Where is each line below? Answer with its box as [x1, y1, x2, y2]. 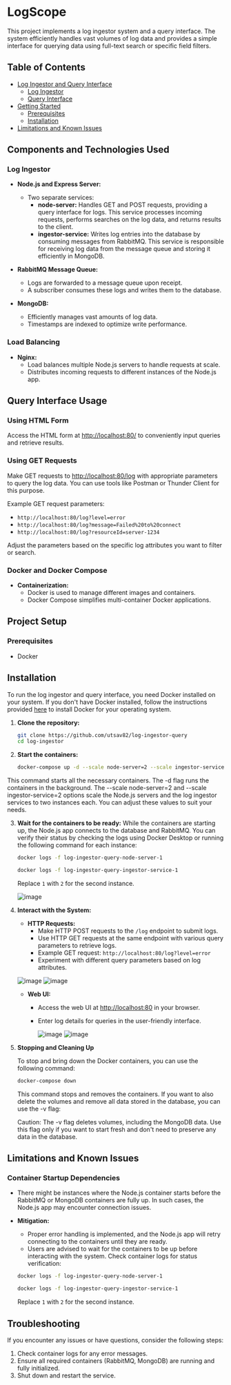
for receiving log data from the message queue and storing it [37, 245, 211, 253]
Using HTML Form [7, 416, 69, 425]
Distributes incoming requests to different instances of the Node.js [27, 367, 217, 376]
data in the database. [17, 1132, 78, 1141]
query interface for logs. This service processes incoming [37, 208, 202, 216]
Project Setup [7, 616, 68, 627]
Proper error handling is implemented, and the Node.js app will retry [27, 1230, 221, 1238]
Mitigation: [17, 1217, 50, 1225]
